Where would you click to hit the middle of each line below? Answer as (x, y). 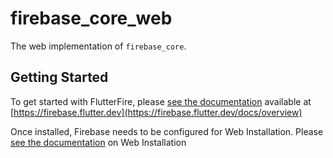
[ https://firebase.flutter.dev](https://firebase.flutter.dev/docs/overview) (156, 112)
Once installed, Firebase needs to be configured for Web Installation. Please (167, 131)
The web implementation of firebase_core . (98, 46)
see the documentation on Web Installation (98, 142)
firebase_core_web (91, 18)
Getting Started (59, 77)
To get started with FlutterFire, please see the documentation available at (161, 101)
